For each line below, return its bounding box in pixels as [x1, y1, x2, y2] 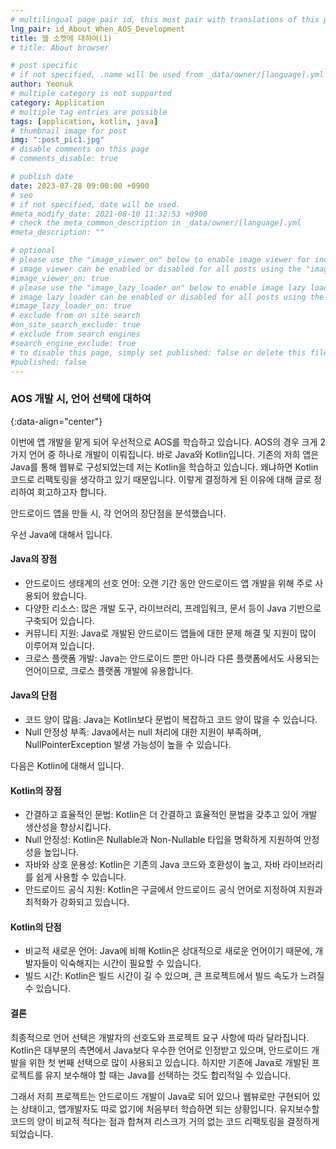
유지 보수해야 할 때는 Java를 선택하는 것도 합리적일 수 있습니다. [44, 1069, 292, 1081]
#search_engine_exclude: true [10, 338, 137, 348]
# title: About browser [10, 42, 110, 53]
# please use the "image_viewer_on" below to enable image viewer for [10, 255, 311, 265]
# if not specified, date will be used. [10, 199, 182, 210]
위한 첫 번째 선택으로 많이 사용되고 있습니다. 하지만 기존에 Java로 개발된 [28, 1056, 310, 1068]
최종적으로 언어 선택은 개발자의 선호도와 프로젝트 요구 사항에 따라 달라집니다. [10, 1031, 310, 1043]
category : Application [10, 97, 105, 108]
